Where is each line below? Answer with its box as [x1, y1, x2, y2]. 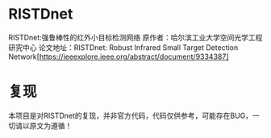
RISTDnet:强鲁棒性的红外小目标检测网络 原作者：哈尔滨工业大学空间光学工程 [8, 32, 263, 42]
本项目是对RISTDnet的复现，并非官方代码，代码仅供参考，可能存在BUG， [8, 111, 252, 120]
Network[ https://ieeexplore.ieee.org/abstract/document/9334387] [8, 52, 229, 61]
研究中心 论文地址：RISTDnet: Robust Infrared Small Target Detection [8, 42, 239, 52]
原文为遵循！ [29, 120, 73, 130]
